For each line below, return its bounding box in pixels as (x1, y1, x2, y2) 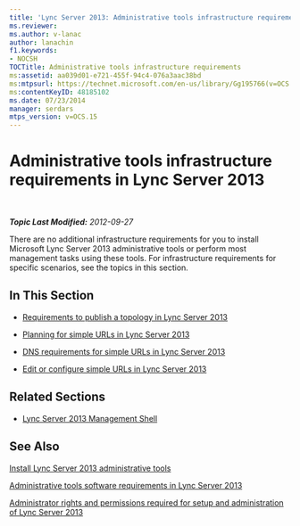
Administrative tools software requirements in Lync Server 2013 (9, 480, 243, 490)
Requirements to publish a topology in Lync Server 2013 (21, 311, 228, 322)
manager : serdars (9, 104, 74, 113)
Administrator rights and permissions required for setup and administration (9, 497, 284, 508)
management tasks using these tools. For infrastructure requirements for (9, 253, 277, 264)
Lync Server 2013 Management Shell (21, 413, 158, 423)
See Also (9, 439, 60, 455)
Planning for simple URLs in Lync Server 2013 (21, 329, 190, 340)
